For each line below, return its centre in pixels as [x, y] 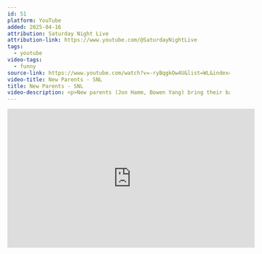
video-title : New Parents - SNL [55, 79]
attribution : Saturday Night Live [58, 34]
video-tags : [25, 60]
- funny [25, 66]
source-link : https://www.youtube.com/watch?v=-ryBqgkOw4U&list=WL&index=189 [124, 73]
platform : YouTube [34, 20]
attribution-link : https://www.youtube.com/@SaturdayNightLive [102, 40]
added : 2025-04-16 [34, 27]
